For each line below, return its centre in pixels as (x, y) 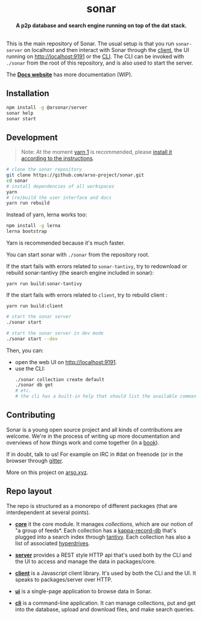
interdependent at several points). (48, 512)
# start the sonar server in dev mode (55, 333)
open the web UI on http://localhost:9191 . (66, 362)
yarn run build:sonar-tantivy (44, 284)
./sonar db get (34, 385)
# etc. (23, 391)
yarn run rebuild (28, 203)
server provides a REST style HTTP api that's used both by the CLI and (103, 555)
